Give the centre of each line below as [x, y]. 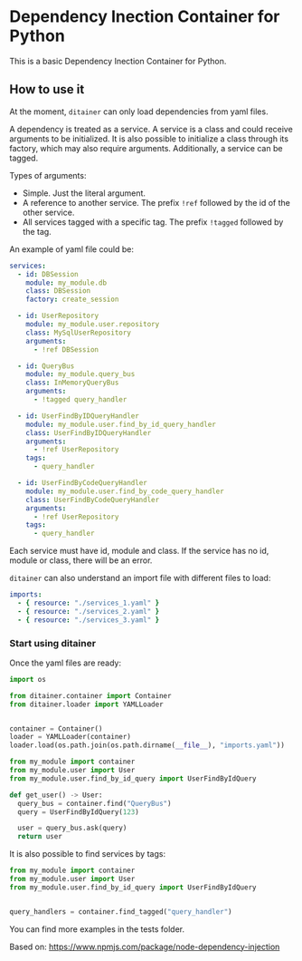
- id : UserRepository [58, 316]
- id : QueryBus [46, 366]
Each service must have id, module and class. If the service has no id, [139, 551]
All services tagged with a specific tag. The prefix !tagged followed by [153, 222]
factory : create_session [72, 300]
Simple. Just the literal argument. [84, 193]
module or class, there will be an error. [81, 560]
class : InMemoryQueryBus [72, 383]
